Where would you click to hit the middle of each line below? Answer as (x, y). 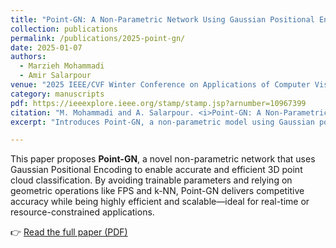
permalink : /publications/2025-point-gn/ (98, 38)
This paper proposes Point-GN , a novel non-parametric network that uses (163, 159)
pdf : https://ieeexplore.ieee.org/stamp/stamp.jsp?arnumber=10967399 (158, 103)
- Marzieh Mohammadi (62, 66)
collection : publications (64, 29)
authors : (28, 57)
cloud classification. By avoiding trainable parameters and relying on (151, 180)
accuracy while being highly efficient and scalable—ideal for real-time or (160, 202)
